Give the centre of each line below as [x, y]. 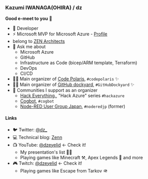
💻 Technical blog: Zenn [37, 137]
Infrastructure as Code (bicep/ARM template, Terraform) [79, 63]
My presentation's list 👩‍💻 [46, 152]
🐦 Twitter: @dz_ [30, 129]
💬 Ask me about [29, 47]
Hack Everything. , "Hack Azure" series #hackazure [72, 96]
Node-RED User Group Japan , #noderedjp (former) [72, 106]
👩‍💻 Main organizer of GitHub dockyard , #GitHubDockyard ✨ [73, 84]
